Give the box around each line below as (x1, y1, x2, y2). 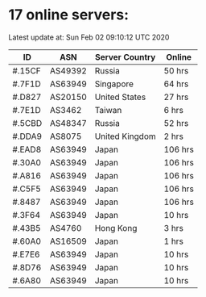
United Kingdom (94, 131, 156, 142)
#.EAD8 (12, 144, 42, 155)
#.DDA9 (12, 131, 43, 142)
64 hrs (163, 78, 189, 90)
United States (94, 91, 146, 102)
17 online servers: (8, 6, 130, 24)
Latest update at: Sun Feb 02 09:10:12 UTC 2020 (8, 32, 170, 42)
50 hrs (163, 65, 189, 76)
